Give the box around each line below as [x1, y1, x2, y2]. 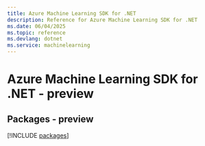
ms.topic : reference [7, 29, 67, 36]
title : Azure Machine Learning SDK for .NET [7, 10, 136, 17]
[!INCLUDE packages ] [7, 132, 69, 139]
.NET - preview [7, 86, 94, 101]
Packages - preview [7, 113, 94, 125]
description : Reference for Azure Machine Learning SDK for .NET [7, 16, 197, 23]
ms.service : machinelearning [7, 42, 91, 49]
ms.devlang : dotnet [7, 36, 63, 42]
